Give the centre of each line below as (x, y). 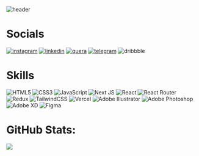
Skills (20, 76)
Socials (25, 34)
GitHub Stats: (41, 130)
